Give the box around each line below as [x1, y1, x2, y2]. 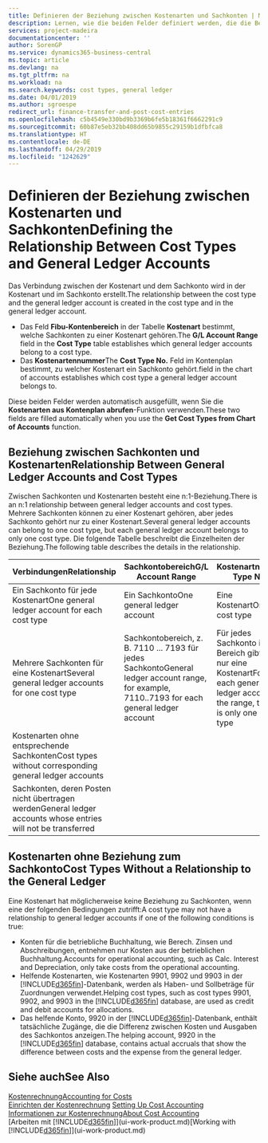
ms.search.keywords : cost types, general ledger [8, 85, 173, 94]
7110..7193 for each [124, 692, 203, 703]
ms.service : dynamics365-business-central [8, 49, 152, 57]
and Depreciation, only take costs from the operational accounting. [19, 962, 240, 972]
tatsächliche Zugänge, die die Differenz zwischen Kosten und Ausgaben [19, 1022, 258, 1031]
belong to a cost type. [19, 348, 93, 357]
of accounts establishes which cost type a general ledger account [19, 372, 238, 383]
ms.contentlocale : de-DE [8, 137, 91, 146]
